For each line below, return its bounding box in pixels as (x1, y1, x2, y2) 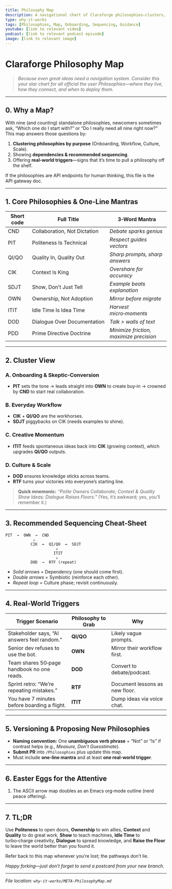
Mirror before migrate (109, 295, 162, 302)
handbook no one (8, 665, 50, 673)
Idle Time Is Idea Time (32, 307, 85, 314)
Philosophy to (71, 615, 106, 622)
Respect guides (109, 236, 147, 243)
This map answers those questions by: (5, 131, 87, 137)
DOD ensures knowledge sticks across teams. (12, 473, 110, 479)
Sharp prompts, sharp (109, 251, 163, 258)
